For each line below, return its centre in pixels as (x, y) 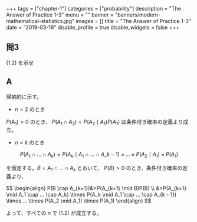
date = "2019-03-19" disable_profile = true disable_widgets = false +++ (93, 27)
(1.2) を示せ (20, 63)
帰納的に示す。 (24, 96)
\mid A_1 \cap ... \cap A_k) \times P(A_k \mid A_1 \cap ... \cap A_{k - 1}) (91, 195)
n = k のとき (30, 143)
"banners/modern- (138, 15)
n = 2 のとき (30, 109)
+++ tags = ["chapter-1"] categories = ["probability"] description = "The (94, 9)
